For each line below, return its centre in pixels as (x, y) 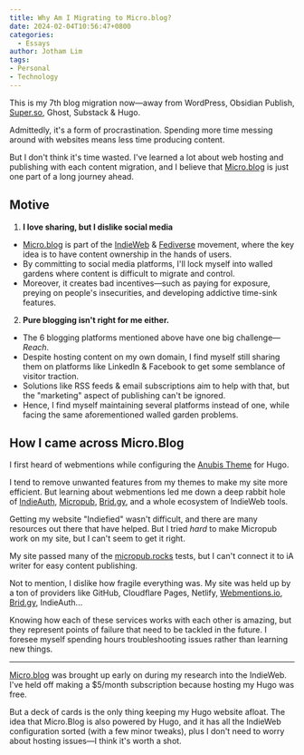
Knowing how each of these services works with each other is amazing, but (151, 620)
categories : (32, 34)
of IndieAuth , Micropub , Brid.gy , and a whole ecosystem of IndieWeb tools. (149, 502)
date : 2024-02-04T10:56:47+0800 (70, 26)
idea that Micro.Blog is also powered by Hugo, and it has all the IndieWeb (146, 721)
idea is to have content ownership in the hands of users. (127, 254)
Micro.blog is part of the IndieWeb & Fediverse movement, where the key (158, 244)
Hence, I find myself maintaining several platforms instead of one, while (156, 405)
